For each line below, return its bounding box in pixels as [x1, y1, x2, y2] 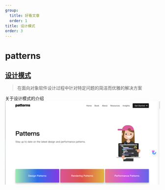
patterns [5, 51, 41, 61]
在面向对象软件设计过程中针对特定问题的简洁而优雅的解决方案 [17, 85, 142, 91]
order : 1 [9, 18, 27, 23]
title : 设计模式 [5, 24, 35, 28]
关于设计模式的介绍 [5, 96, 44, 102]
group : [5, 8, 19, 13]
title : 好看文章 [9, 13, 40, 18]
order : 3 [5, 28, 23, 34]
